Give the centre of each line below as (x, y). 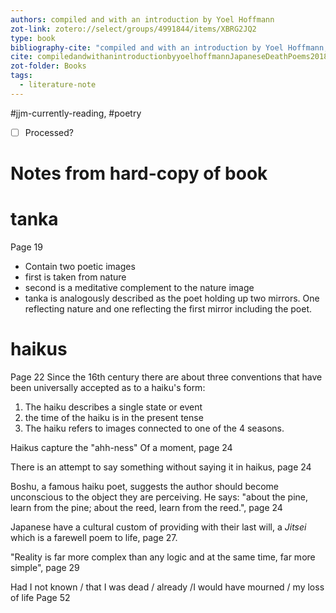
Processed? (49, 132)
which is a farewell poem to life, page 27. (94, 537)
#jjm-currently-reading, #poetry (76, 113)
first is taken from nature (75, 277)
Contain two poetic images (80, 266)
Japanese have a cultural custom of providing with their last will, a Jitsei (158, 527)
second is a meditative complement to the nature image (139, 287)
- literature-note (58, 85)
